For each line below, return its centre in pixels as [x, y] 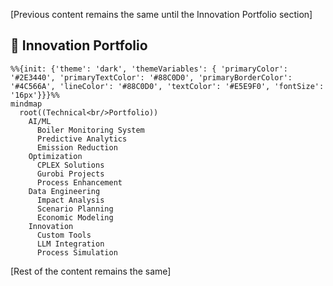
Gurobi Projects [70, 174]
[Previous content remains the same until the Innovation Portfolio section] [161, 14]
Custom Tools [64, 235]
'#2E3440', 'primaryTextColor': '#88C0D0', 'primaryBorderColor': [151, 77]
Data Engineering [64, 191]
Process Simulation [77, 252]
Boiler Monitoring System [90, 130]
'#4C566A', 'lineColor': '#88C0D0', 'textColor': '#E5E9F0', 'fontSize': [167, 86]
